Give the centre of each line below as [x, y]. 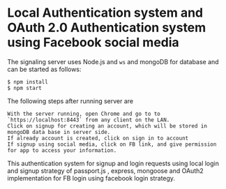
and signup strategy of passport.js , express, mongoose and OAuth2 [105, 171]
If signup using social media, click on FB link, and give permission [112, 144]
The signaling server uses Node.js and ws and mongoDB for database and [113, 61]
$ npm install [28, 82]
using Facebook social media [93, 43]
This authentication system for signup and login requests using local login [113, 163]
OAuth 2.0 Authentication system [107, 28]
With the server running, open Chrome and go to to [84, 114]
